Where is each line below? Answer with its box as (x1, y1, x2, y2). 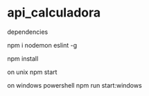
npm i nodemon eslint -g (7, 41, 78, 49)
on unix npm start (7, 68, 58, 76)
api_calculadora (7, 5, 101, 21)
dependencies (7, 28, 49, 36)
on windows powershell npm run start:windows (7, 81, 142, 89)
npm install (7, 54, 39, 63)
